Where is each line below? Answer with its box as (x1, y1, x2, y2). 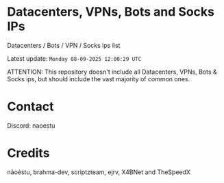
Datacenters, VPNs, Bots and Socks (7, 4, 214, 20)
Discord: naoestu (7, 121, 55, 130)
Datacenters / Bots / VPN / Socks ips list (7, 41, 121, 49)
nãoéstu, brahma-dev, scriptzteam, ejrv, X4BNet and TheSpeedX (7, 168, 190, 176)
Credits (7, 145, 50, 161)
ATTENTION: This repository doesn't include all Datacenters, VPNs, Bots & (7, 68, 217, 76)
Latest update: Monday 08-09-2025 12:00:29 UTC (7, 54, 142, 62)
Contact (7, 99, 54, 115)
